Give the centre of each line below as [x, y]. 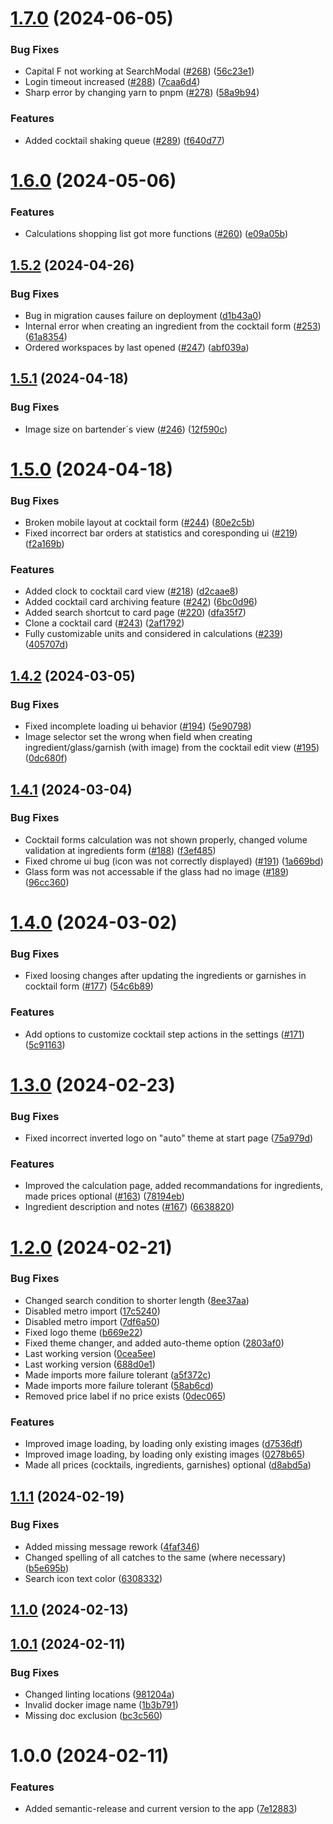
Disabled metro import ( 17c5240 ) [92, 1311]
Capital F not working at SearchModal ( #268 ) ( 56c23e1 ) [139, 71]
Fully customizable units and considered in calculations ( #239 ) [154, 634]
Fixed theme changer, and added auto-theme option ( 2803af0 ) [154, 1343]
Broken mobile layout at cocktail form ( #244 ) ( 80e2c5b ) [140, 523]
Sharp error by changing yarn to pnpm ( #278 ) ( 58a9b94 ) [142, 93]
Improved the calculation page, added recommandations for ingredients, [173, 1186]
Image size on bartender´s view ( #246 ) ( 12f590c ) [126, 429]
